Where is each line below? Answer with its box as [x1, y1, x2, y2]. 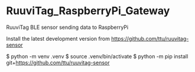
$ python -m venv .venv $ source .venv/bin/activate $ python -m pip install [6, 53, 188, 60]
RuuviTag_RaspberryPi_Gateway [6, 4, 170, 18]
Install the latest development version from [6, 35, 110, 42]
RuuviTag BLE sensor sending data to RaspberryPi [6, 24, 129, 31]
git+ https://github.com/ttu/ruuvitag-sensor [6, 59, 110, 66]
